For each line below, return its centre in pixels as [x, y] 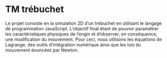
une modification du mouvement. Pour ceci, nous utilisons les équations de [83, 39]
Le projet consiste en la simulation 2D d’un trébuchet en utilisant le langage [83, 23]
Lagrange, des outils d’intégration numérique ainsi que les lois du [73, 44]
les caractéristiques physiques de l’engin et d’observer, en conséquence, [81, 34]
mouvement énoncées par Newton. [42, 50]
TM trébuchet [35, 9]
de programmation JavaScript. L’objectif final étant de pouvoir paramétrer [82, 28]
